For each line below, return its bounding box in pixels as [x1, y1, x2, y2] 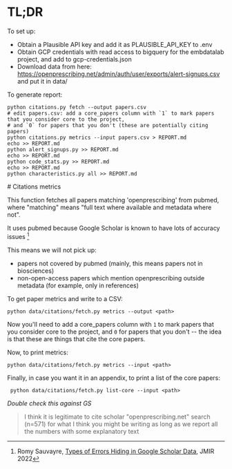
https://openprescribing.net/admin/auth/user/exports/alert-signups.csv [17, 70, 220, 78]
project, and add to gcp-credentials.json [17, 55, 133, 63]
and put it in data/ [17, 77, 68, 85]
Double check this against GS [7, 399, 92, 408]
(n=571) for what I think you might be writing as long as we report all [23, 419, 218, 428]
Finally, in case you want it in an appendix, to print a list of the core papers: [7, 374, 221, 382]
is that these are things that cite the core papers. [7, 334, 146, 343]
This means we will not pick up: [7, 246, 97, 254]
